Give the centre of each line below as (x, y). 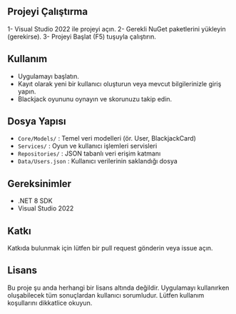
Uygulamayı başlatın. (48, 76)
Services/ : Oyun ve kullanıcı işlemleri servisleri (87, 146)
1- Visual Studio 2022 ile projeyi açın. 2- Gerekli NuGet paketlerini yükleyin (117, 29)
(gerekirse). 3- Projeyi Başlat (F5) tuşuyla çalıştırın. (82, 36)
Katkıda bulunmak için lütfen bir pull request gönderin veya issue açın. (110, 248)
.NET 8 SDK (35, 201)
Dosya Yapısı (37, 122)
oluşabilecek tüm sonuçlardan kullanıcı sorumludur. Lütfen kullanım (106, 295)
